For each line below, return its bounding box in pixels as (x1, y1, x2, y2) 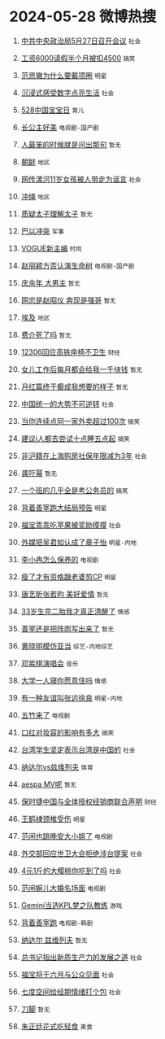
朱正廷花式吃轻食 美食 (20, 1021, 93, 1031)
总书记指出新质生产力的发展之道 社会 (20, 952, 143, 962)
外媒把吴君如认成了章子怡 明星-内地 (20, 537, 137, 547)
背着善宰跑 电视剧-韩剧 (20, 917, 93, 928)
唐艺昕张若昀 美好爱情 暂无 (20, 589, 109, 599)
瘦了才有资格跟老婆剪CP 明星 (20, 571, 117, 582)
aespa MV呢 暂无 (20, 779, 76, 789)
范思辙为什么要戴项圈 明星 (20, 70, 107, 80)
